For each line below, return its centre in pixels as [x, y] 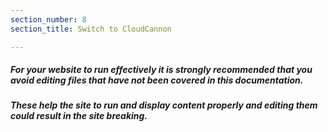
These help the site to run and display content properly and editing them [164, 105]
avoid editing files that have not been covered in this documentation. [157, 80]
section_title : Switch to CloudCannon [91, 29]
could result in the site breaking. [79, 116]
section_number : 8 [48, 19]
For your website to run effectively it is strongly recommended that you [161, 70]
